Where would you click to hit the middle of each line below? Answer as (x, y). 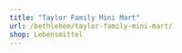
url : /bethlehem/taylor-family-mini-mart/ (91, 26)
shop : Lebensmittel (46, 34)
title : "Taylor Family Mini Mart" (75, 18)
